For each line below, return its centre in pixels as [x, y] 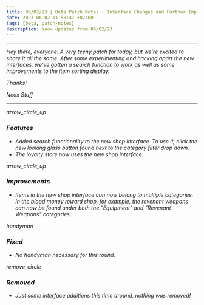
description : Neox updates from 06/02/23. [61, 29]
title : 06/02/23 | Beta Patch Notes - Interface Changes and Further [96, 12]
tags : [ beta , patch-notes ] [40, 23]
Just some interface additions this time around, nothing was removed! [103, 296]
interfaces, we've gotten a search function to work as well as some [90, 65]
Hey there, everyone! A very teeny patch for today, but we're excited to [95, 52]
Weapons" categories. [43, 214]
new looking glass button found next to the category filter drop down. [102, 148]
